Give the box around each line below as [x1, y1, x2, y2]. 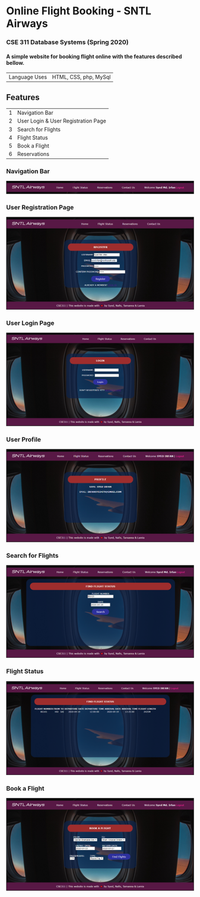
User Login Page [6, 318, 55, 327]
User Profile [6, 435, 42, 443]
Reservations [17, 151, 49, 158]
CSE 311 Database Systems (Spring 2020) [6, 38, 129, 46]
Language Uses [8, 73, 47, 81]
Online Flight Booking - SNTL [6, 4, 151, 18]
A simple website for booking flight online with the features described [6, 52, 182, 60]
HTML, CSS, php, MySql [52, 73, 111, 81]
